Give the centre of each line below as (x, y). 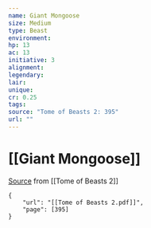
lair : (17, 82)
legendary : (26, 75)
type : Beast (28, 30)
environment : (30, 38)
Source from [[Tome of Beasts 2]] (64, 181)
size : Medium (30, 23)
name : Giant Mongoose (44, 16)
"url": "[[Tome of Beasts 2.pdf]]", (83, 202)
